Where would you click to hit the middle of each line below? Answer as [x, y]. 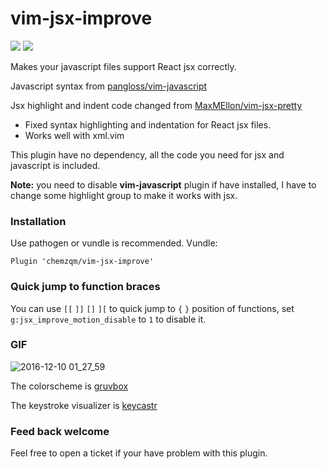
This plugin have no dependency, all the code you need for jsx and [147, 154]
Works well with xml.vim [74, 135]
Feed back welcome [60, 431]
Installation [38, 221]
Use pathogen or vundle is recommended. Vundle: [114, 243]
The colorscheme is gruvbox [69, 386]
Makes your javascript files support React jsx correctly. [123, 66]
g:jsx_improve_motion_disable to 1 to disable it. [108, 319]
